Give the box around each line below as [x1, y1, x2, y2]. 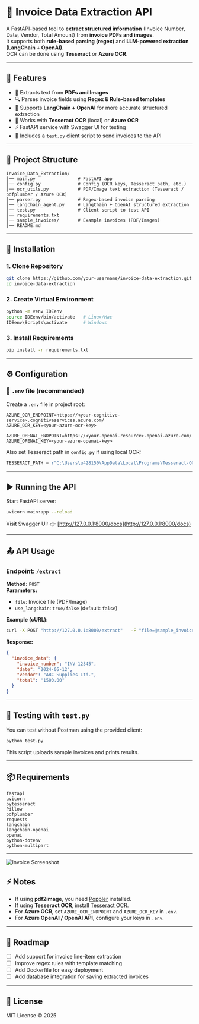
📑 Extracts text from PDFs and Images [14, 89, 108, 96]
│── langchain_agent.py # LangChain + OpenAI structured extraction [6, 201, 190, 207]
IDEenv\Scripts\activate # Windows [6, 320, 108, 326]
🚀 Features [6, 73, 47, 83]
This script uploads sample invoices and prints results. [6, 748, 139, 755]
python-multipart [6, 843, 49, 849]
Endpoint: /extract [6, 567, 61, 575]
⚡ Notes [6, 877, 36, 887]
